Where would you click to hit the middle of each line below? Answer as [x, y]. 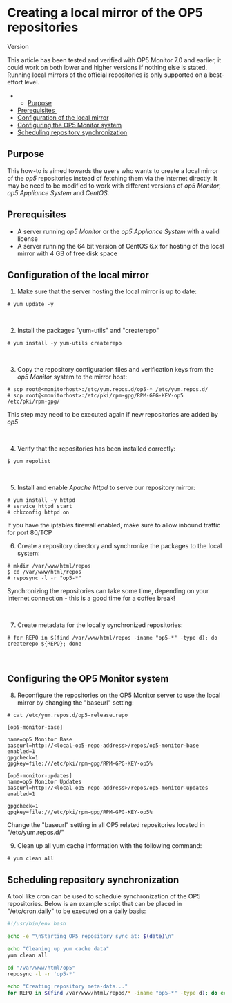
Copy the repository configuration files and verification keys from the [115, 370]
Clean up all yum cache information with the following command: [109, 846]
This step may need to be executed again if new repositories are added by [113, 415]
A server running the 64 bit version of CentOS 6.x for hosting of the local [120, 246]
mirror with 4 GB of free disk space [67, 253]
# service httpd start [40, 507]
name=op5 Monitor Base [40, 740]
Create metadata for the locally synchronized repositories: [100, 625]
